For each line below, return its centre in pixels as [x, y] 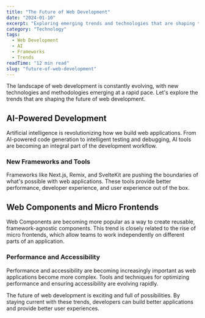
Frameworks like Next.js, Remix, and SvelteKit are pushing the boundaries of [103, 175]
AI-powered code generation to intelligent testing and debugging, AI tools [99, 139]
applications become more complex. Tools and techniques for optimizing [98, 277]
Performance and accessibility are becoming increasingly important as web [101, 270]
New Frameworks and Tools [48, 162]
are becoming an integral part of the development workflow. [82, 146]
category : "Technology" [37, 29]
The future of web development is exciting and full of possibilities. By [93, 295]
